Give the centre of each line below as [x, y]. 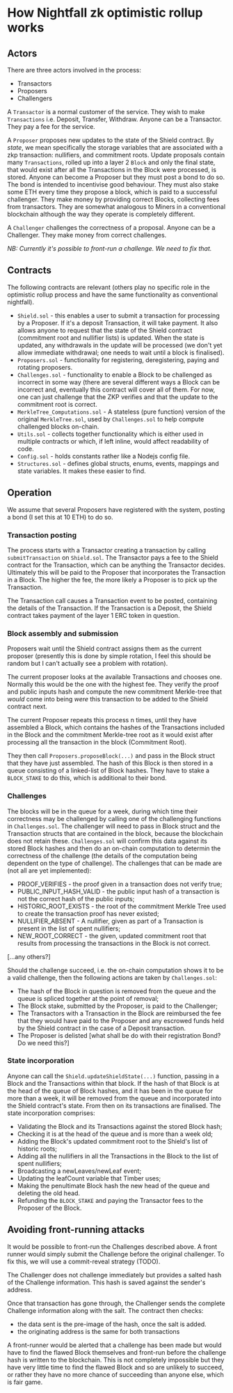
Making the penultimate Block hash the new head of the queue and [113, 1185]
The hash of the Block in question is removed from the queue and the [116, 991]
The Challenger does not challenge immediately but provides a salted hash [114, 1275]
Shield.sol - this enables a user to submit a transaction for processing [119, 316]
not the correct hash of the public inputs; [76, 898]
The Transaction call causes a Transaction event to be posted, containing [112, 600]
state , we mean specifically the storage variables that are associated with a [115, 147]
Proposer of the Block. [49, 1208]
